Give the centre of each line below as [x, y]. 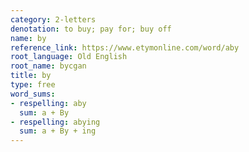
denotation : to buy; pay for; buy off [91, 29]
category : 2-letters [53, 19]
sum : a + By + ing [58, 131]
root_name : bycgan [48, 66]
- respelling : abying [55, 122]
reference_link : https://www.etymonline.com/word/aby [125, 47]
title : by [31, 76]
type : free [33, 85]
